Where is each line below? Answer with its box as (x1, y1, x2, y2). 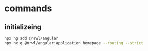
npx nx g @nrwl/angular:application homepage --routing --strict (4, 40, 143, 45)
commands (4, 3, 52, 14)
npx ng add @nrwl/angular (4, 36, 58, 41)
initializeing (4, 23, 42, 31)
